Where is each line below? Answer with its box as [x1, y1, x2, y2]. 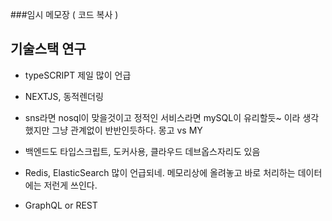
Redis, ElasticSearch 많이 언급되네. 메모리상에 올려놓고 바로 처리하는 [24, 166, 296, 178]
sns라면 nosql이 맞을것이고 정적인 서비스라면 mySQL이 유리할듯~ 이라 [24, 111, 301, 123]
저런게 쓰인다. [43, 179, 98, 191]
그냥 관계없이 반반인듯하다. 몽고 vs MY [51, 124, 203, 136]
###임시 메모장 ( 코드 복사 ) [10, 9, 119, 20]
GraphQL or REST [24, 199, 98, 211]
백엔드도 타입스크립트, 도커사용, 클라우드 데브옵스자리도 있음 [24, 145, 261, 157]
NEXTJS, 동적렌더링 [24, 90, 104, 102]
